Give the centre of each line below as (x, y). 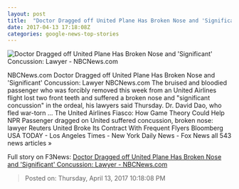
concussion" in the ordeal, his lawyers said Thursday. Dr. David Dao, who (115, 106)
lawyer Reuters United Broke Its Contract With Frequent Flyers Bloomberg (116, 128)
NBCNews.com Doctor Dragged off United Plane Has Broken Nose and (111, 75)
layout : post (27, 14)
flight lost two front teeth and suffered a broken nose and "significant (109, 98)
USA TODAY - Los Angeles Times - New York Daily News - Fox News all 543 (119, 136)
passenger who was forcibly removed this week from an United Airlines (112, 90)
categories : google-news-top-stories (63, 34)
